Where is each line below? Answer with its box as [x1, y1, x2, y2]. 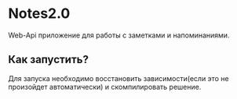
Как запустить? [8, 53, 89, 66]
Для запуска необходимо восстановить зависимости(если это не [8, 73, 229, 83]
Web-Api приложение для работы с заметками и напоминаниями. [8, 30, 230, 40]
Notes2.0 [8, 5, 71, 23]
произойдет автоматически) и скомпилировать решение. [8, 82, 202, 91]
